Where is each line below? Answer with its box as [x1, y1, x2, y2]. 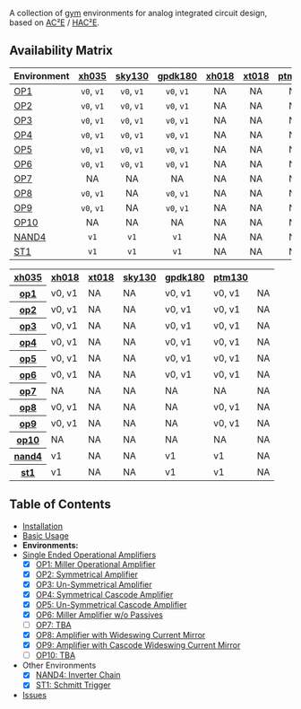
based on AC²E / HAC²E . [9, 17, 100, 28]
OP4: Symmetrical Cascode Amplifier [35, 589, 174, 600]
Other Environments [21, 660, 97, 671]
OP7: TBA [35, 619, 72, 630]
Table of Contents [9, 497, 112, 512]
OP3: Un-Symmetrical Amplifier [35, 579, 152, 590]
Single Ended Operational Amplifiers [21, 549, 157, 560]
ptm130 [213, 271, 249, 284]
